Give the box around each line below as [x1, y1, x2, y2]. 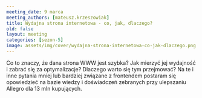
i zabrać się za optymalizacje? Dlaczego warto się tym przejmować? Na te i [6, 65, 194, 73]
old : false [6, 25, 34, 32]
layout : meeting [6, 31, 47, 38]
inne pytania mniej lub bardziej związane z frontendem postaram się [6, 72, 177, 79]
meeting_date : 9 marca [6, 8, 64, 15]
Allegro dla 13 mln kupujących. [6, 85, 83, 92]
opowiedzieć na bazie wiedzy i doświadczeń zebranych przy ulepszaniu [6, 78, 186, 85]
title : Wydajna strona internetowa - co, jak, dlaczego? [6, 20, 153, 26]
